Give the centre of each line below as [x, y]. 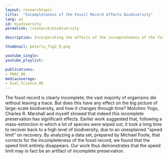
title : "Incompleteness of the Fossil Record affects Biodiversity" [79, 15]
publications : [20, 69]
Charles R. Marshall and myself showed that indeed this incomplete [74, 114]
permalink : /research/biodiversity [42, 29]
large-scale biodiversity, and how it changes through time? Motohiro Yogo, [82, 108]
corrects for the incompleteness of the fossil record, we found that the [77, 140]
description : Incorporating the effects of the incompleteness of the [80, 38]
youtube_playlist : [24, 60]
